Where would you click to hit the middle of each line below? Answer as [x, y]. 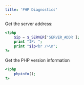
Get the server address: [29, 24]
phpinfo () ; [25, 74]
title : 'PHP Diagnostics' [31, 10]
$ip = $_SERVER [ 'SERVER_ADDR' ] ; [47, 37]
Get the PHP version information [37, 60]
